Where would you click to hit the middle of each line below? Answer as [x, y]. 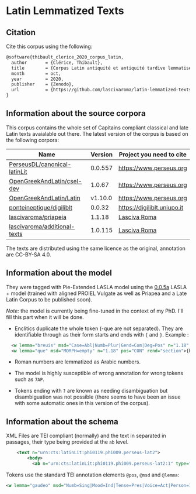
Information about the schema [62, 422]
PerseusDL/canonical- [40, 164]
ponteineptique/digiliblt [41, 207]
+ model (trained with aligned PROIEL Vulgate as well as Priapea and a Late [97, 293]
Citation [21, 32]
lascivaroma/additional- [42, 227]
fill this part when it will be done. [45, 317]
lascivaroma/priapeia [38, 217]
